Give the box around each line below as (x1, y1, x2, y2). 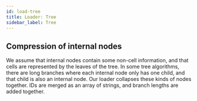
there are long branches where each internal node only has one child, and (6, 69, 185, 76)
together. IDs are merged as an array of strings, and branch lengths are (6, 82, 179, 89)
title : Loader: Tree (6, 14, 57, 20)
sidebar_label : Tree (6, 19, 57, 25)
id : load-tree (6, 8, 41, 15)
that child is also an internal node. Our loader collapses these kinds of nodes (6, 76, 192, 83)
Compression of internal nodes (6, 41, 122, 51)
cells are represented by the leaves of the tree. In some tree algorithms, (6, 63, 179, 70)
